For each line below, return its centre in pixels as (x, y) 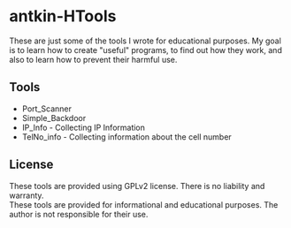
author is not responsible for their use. (79, 214)
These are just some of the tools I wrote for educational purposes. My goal (145, 41)
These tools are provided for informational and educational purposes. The (144, 204)
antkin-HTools (63, 16)
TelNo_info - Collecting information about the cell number (126, 137)
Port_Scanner (47, 109)
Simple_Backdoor (54, 118)
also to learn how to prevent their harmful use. (93, 59)
